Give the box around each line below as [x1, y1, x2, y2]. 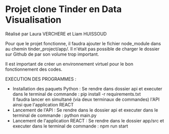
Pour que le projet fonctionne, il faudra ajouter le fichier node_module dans [5, 40, 161, 46]
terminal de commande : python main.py [12, 112, 97, 118]
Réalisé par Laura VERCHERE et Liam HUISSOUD [5, 31, 107, 37]
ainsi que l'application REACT [12, 101, 74, 107]
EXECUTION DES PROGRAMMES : [5, 76, 77, 82]
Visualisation [5, 14, 62, 26]
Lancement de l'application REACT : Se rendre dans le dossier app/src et [12, 117, 164, 123]
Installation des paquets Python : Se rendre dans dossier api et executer [12, 85, 162, 91]
